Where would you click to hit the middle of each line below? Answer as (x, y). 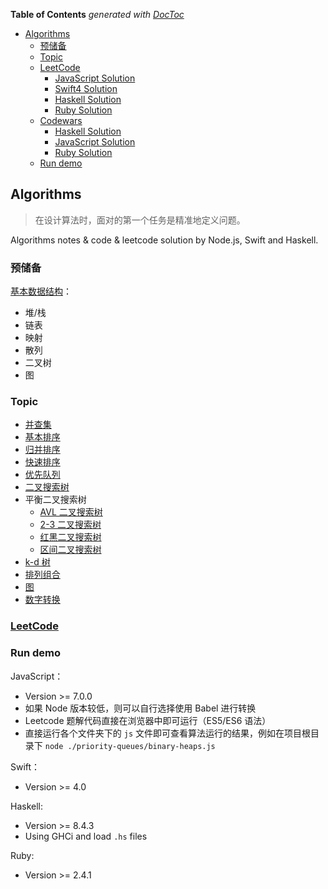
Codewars (61, 120)
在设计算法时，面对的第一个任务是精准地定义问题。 (140, 220)
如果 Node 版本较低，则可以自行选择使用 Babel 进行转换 (140, 708)
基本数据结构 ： (41, 291)
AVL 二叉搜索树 (71, 512)
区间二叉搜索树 (70, 550)
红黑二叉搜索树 (70, 537)
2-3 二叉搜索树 (70, 525)
